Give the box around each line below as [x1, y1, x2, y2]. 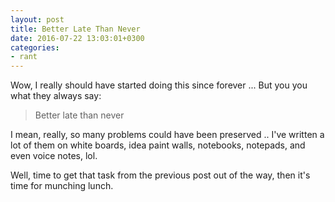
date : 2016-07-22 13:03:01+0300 [10, 33, 145, 43]
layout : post [10, 14, 65, 25]
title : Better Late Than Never [10, 24, 141, 34]
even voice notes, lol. [10, 150, 98, 162]
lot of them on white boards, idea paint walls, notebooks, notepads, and [10, 139, 306, 151]
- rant [10, 52, 38, 62]
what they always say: [10, 90, 102, 102]
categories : [10, 42, 60, 53]
